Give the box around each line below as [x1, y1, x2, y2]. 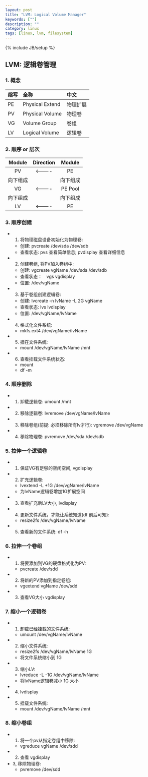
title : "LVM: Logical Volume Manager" [5, 12, 86, 17]
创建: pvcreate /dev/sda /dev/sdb [20, 243, 89, 249]
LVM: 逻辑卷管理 [5, 61, 57, 69]
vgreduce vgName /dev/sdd [20, 743, 78, 749]
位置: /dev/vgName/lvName [20, 311, 77, 317]
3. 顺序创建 [5, 219, 32, 226]
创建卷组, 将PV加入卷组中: [20, 261, 74, 267]
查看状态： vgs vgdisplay [20, 273, 75, 280]
